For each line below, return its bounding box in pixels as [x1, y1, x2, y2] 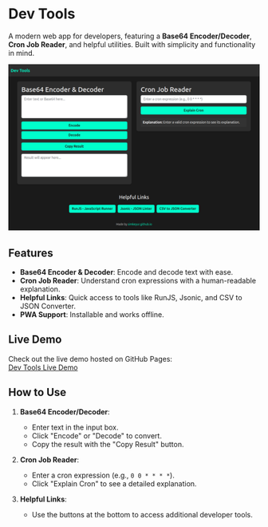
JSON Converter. [19, 301, 76, 311]
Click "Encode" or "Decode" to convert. [31, 430, 162, 440]
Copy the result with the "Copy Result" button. [31, 439, 184, 449]
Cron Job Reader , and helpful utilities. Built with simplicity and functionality [8, 39, 256, 49]
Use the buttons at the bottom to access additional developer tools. [31, 509, 253, 519]
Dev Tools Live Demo [8, 363, 78, 372]
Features [8, 246, 53, 260]
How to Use [8, 386, 67, 399]
